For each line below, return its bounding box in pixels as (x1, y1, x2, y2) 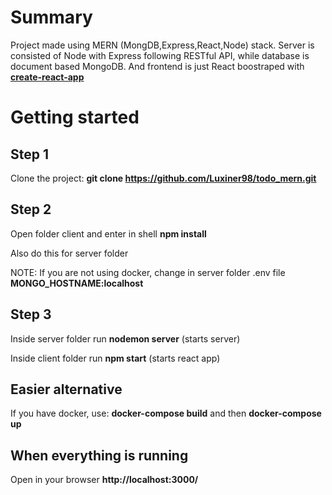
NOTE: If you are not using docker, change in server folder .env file (10, 266, 286, 278)
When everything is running (10, 447, 189, 464)
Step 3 (10, 306, 52, 323)
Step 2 (10, 201, 52, 218)
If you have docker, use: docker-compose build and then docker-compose (10, 407, 322, 420)
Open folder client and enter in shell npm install (10, 227, 207, 240)
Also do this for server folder (10, 247, 129, 259)
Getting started (10, 106, 140, 129)
